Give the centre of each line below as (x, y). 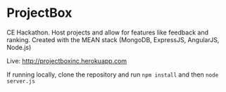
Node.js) (19, 47)
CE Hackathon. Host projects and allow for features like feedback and (108, 32)
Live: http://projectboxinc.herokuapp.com (67, 60)
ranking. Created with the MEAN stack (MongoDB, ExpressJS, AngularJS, (113, 39)
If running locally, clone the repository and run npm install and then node (113, 74)
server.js (21, 81)
